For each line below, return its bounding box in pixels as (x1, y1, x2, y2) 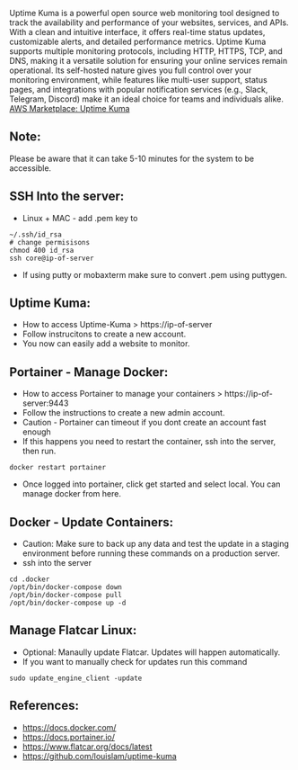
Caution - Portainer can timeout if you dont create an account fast (22, 417, 267, 428)
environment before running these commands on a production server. (22, 548, 281, 559)
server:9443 (22, 398, 69, 408)
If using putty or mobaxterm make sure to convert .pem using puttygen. (22, 269, 287, 280)
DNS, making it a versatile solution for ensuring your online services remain (9, 56, 288, 66)
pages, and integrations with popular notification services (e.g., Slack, (9, 85, 268, 94)
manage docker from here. (22, 488, 121, 499)
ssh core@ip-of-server (9, 254, 94, 263)
